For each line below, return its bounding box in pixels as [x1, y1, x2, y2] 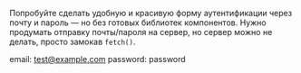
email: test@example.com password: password [9, 54, 186, 64]
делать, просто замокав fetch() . [9, 36, 136, 47]
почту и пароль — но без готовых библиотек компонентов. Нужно [9, 17, 267, 28]
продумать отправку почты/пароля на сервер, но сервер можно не [9, 27, 273, 37]
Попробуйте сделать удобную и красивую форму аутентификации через [9, 8, 293, 18]
